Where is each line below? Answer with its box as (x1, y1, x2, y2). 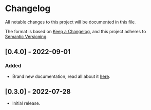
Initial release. (12, 100, 40, 106)
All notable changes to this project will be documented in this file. (5, 19, 136, 25)
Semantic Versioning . (5, 34, 48, 39)
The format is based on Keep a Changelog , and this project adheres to (5, 28, 146, 34)
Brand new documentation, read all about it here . (12, 73, 111, 79)
